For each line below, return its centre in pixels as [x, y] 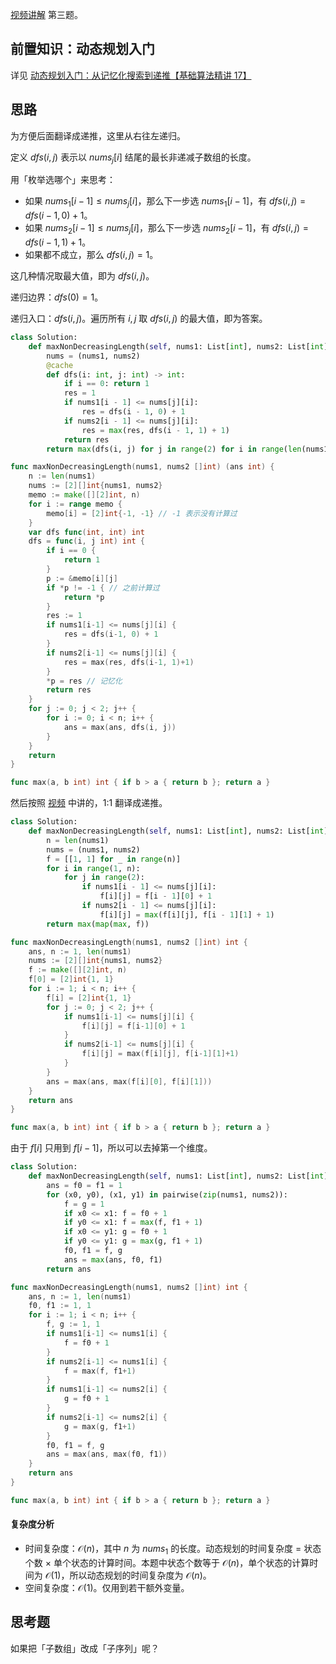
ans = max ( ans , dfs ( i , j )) [120, 727]
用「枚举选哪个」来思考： [63, 180]
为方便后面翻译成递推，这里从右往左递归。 [98, 135]
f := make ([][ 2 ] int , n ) [78, 970]
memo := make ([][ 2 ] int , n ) [84, 495]
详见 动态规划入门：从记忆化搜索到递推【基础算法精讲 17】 [131, 75]
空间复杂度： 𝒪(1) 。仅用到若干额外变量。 [107, 1587]
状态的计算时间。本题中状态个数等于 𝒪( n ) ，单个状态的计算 [190, 1562]
